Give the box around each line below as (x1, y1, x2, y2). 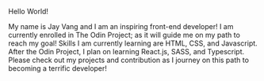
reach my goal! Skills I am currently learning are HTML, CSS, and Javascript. (8, 39, 258, 48)
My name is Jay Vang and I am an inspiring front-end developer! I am (8, 22, 234, 31)
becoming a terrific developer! (8, 64, 107, 73)
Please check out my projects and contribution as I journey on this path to (8, 55, 250, 64)
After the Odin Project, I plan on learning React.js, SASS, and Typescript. (8, 47, 244, 56)
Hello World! (8, 7, 49, 16)
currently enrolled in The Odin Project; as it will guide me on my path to (8, 31, 240, 39)
